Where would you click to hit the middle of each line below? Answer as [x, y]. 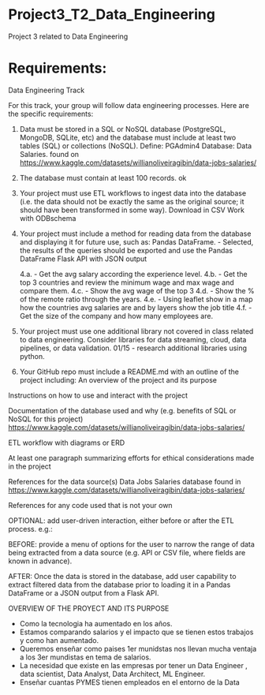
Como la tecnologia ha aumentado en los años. [96, 623]
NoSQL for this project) [46, 419]
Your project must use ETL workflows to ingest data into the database [133, 193]
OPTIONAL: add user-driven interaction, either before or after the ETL [121, 520]
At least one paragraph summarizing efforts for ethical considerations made [131, 458]
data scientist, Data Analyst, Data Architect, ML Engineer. [112, 674]
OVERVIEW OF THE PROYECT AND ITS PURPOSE [89, 608]
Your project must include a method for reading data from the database [135, 234]
